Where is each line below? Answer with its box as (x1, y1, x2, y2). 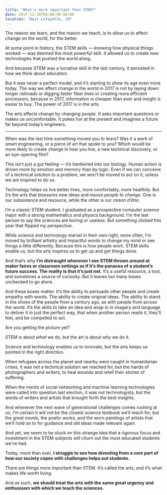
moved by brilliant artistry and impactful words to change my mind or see (5, 238, 155, 244)
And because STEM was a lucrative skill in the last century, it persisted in (5, 65, 155, 71)
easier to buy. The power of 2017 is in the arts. (5, 101, 100, 107)
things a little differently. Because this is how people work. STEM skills (5, 243, 149, 249)
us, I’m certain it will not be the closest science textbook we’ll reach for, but (5, 410, 160, 415)
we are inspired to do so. (5, 177, 56, 183)
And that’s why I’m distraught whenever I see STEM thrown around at (5, 258, 150, 264)
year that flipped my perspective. (5, 223, 73, 229)
